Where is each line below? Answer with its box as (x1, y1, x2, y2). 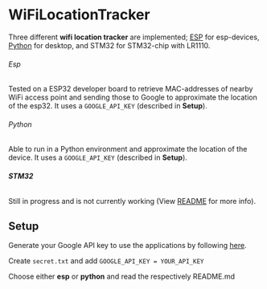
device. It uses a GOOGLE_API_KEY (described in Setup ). (8, 153, 187, 162)
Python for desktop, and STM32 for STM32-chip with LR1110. (8, 40, 211, 50)
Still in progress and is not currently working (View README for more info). (8, 196, 256, 206)
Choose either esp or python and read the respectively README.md (8, 271, 236, 282)
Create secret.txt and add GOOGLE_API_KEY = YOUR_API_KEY (8, 256, 204, 266)
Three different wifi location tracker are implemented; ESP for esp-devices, (8, 32, 260, 42)
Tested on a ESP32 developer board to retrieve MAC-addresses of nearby (8, 84, 253, 94)
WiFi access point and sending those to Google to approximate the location (8, 92, 257, 102)
